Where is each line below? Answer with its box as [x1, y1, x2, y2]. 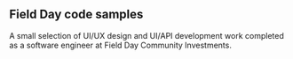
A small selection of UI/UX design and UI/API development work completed [9, 30, 284, 41]
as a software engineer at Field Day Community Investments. [9, 40, 233, 50]
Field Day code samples [9, 7, 144, 22]
